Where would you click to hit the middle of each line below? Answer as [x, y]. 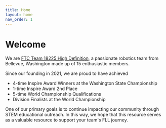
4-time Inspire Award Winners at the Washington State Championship [85, 83]
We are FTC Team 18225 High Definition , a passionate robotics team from [82, 58]
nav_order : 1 [19, 19]
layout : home [19, 15]
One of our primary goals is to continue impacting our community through [82, 109]
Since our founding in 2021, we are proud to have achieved [67, 73]
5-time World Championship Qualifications [57, 94]
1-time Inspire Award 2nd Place [45, 89]
